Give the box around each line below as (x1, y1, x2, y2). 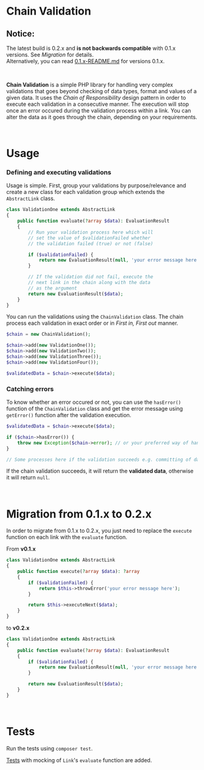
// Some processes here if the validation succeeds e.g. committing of (6, 456, 191, 463)
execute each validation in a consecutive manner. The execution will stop (6, 100, 189, 108)
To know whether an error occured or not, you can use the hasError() (6, 398, 182, 406)
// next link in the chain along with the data (28, 280, 151, 286)
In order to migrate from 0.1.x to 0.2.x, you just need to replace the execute (6, 527, 192, 535)
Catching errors (6, 384, 54, 393)
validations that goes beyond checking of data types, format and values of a (6, 88, 197, 95)
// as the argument (28, 285, 78, 291)
